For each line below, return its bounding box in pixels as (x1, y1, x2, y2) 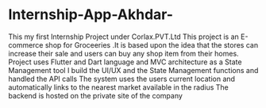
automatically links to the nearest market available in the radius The (8, 82, 229, 92)
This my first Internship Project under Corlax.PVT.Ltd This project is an (8, 32, 240, 41)
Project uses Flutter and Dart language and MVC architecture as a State (8, 57, 242, 67)
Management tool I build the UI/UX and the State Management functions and (8, 65, 259, 75)
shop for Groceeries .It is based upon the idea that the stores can (44, 40, 259, 49)
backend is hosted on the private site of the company (8, 91, 183, 100)
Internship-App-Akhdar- (8, 6, 173, 24)
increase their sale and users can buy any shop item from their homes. (8, 48, 240, 58)
